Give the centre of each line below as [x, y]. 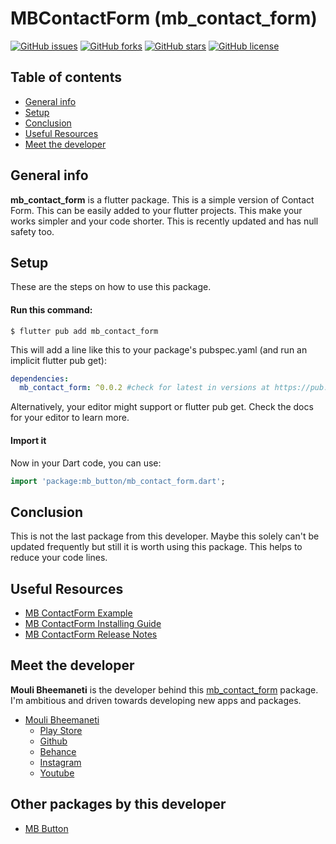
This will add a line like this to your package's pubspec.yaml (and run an [159, 349]
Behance [58, 751]
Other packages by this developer [118, 804]
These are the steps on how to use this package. [111, 287]
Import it [28, 440]
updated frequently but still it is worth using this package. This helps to [156, 547]
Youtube [57, 773]
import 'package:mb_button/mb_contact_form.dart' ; [118, 481]
